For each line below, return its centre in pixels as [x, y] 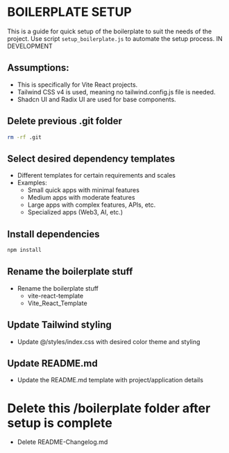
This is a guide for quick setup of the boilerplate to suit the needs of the [110, 31]
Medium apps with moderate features [81, 198]
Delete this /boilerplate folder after [109, 408]
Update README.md [53, 363]
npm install [24, 250]
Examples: [32, 183]
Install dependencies [53, 234]
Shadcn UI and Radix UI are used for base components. [96, 99]
